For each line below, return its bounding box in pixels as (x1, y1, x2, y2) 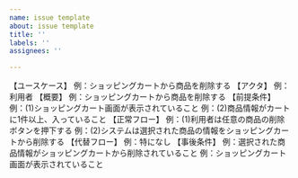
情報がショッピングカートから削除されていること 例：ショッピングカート (16, 147, 287, 158)
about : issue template (9, 22, 94, 31)
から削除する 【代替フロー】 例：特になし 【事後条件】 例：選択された (16, 137, 278, 147)
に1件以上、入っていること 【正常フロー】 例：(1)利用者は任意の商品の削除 (9, 114, 285, 125)
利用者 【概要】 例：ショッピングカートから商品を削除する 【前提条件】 (9, 92, 276, 102)
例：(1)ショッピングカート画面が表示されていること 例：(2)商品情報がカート (9, 102, 291, 113)
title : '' (9, 30, 47, 39)
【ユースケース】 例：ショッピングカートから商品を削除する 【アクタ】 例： (9, 80, 290, 91)
